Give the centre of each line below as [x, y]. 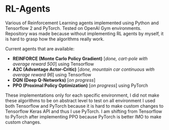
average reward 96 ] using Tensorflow [52, 74]
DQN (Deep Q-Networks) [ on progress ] [54, 80]
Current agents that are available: [40, 49]
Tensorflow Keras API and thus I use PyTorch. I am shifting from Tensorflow [84, 111]
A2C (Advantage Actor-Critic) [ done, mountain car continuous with [83, 69]
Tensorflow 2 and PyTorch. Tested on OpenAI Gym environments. [73, 28]
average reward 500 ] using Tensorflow [53, 64]
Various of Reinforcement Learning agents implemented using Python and [82, 23]
